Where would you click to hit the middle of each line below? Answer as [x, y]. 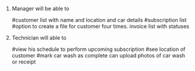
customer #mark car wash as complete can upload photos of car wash [98, 55]
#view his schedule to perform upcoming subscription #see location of [98, 49]
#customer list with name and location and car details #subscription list [99, 20]
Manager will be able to [40, 9]
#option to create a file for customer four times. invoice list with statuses [100, 26]
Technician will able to [39, 38]
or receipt [24, 62]
